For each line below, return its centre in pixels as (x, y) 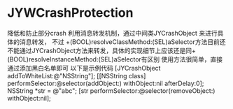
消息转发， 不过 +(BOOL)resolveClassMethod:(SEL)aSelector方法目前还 (122, 42)
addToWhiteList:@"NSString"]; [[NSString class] (77, 75)
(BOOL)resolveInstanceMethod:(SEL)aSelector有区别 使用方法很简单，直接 (115, 59)
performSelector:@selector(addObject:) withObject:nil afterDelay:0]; (106, 83)
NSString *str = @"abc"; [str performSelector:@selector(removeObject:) (111, 90)
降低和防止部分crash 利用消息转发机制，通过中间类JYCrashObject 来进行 (113, 33)
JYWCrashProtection (70, 13)
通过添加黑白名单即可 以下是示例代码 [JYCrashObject (84, 68)
